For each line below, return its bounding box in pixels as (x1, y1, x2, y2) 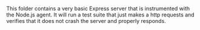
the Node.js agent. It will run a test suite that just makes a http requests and (6, 11, 195, 18)
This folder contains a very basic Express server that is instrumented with (6, 5, 190, 12)
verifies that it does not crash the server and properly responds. (6, 18, 167, 24)
